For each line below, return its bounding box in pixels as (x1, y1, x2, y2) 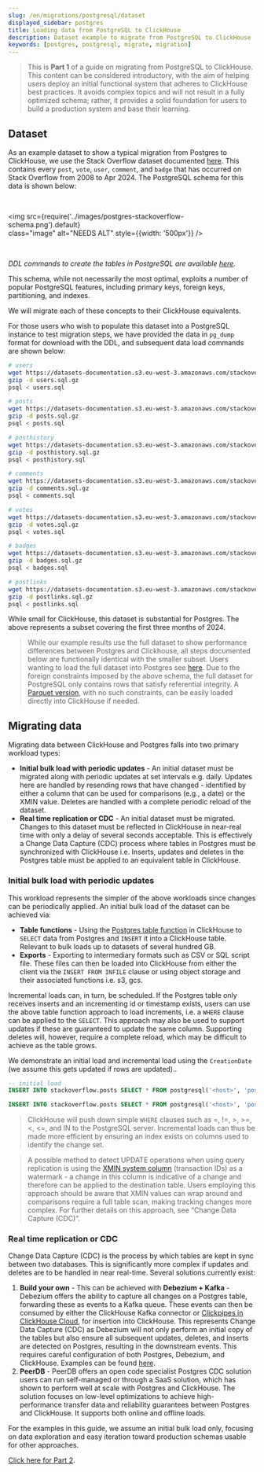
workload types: (8, 749, 60, 758)
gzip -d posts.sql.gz (8, 412, 79, 421)
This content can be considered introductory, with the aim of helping (27, 71, 250, 80)
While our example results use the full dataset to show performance (27, 638, 247, 647)
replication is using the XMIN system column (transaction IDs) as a (27, 1164, 244, 1173)
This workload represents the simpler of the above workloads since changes (8, 893, 256, 903)
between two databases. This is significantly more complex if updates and (8, 1260, 249, 1269)
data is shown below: (8, 181, 77, 190)
